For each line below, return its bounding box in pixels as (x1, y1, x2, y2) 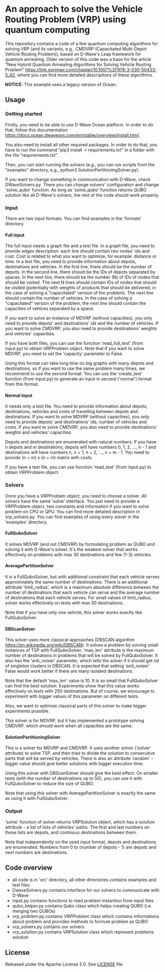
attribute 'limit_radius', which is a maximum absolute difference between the (5, 584, 159, 590)
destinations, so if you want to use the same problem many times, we (5, 365, 145, 372)
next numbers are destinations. (5, 849, 68, 855)
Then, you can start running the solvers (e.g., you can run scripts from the (5, 161, 155, 168)
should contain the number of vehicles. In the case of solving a (5, 295, 133, 301)
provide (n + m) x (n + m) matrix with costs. (5, 455, 93, 461)
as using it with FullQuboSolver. (5, 795, 69, 801)
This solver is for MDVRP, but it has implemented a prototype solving (5, 718, 144, 724)
